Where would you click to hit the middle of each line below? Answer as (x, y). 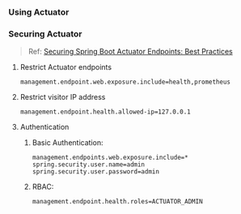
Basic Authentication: (68, 143)
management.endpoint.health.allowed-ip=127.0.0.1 (106, 112)
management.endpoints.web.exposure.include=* (110, 158)
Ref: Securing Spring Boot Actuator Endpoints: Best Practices (130, 52)
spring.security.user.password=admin (96, 172)
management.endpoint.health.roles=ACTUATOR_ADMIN (118, 202)
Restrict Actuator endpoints (66, 67)
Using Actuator (39, 12)
